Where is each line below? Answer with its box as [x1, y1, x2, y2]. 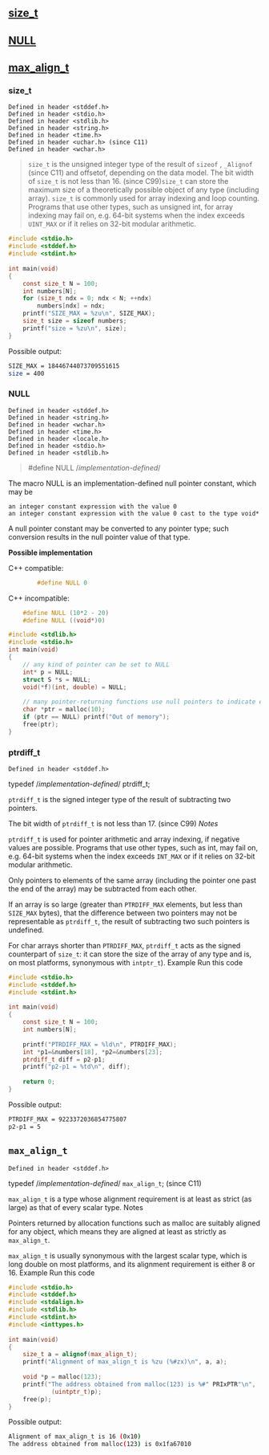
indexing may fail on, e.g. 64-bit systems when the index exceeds [27, 210, 246, 220]
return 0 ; [22, 1078, 56, 1086]
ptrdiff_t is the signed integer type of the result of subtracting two [8, 794, 231, 804]
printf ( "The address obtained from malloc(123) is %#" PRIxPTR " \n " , [22, 1380, 256, 1388]
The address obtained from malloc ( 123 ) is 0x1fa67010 [8, 1441, 192, 1449]
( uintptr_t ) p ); [50, 1388, 102, 1396]
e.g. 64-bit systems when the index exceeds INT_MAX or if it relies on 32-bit [8, 851, 255, 861]
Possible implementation [8, 548, 94, 557]
